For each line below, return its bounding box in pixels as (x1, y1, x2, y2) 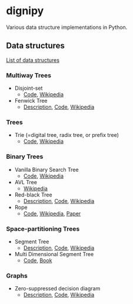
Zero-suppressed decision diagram (14, 285, 101, 292)
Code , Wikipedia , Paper (23, 210, 81, 217)
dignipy (6, 4, 44, 18)
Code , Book (23, 257, 52, 264)
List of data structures (6, 56, 60, 63)
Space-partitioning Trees (6, 224, 80, 233)
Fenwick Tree (14, 97, 48, 104)
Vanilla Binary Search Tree (14, 166, 79, 173)
